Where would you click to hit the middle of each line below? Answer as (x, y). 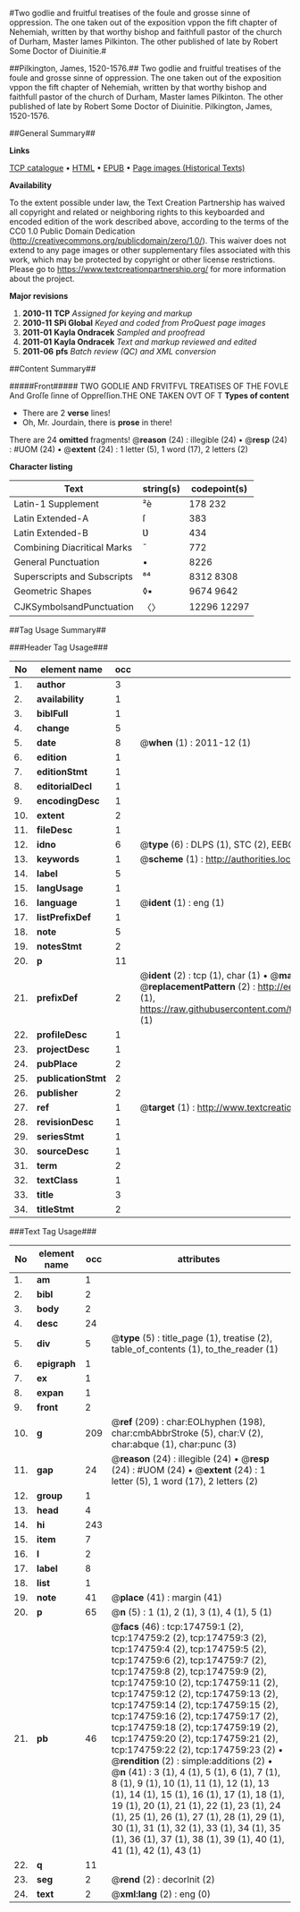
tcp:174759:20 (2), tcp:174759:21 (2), (195, 1738)
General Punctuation (57, 562)
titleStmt (55, 1209)
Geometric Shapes (53, 591)
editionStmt (62, 772)
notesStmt (59, 946)
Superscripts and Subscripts (74, 576)
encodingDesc (68, 801)
